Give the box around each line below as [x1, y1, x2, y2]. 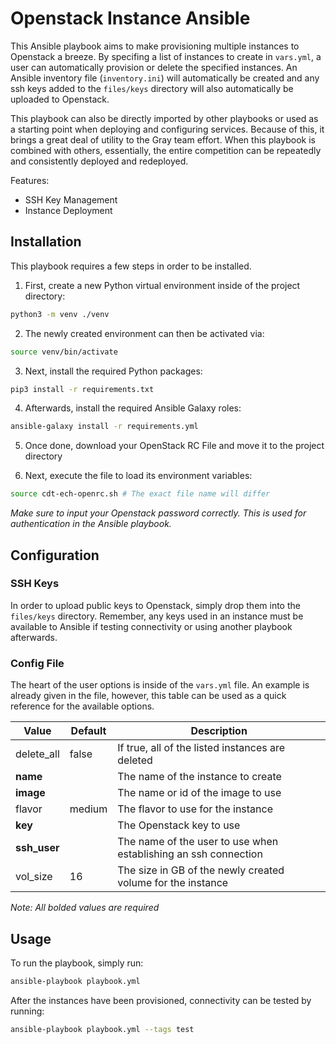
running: [10, 1005, 45, 1017]
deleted [117, 753, 153, 767]
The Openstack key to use [117, 818, 241, 832]
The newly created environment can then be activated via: [24, 327, 265, 339]
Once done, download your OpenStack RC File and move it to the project [24, 440, 325, 452]
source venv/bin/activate [10, 347, 118, 357]
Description [190, 724, 248, 738]
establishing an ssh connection [117, 847, 263, 861]
